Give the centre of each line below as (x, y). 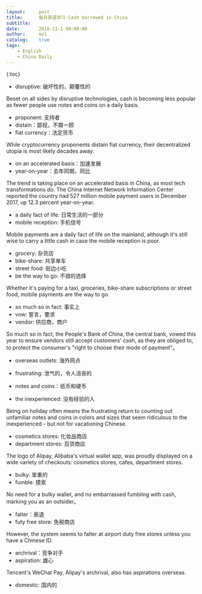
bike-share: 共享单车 (40, 261)
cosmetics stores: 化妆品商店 (51, 436)
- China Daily (35, 57)
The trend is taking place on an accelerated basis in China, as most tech (96, 183)
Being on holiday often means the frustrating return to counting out (90, 410)
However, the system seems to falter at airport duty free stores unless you (99, 534)
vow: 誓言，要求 (35, 314)
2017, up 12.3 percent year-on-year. (50, 202)
